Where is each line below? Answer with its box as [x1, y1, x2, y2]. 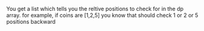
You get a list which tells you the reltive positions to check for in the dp [6, 5, 184, 12]
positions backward [6, 18, 56, 25]
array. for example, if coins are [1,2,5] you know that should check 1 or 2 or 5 [6, 12, 199, 19]
